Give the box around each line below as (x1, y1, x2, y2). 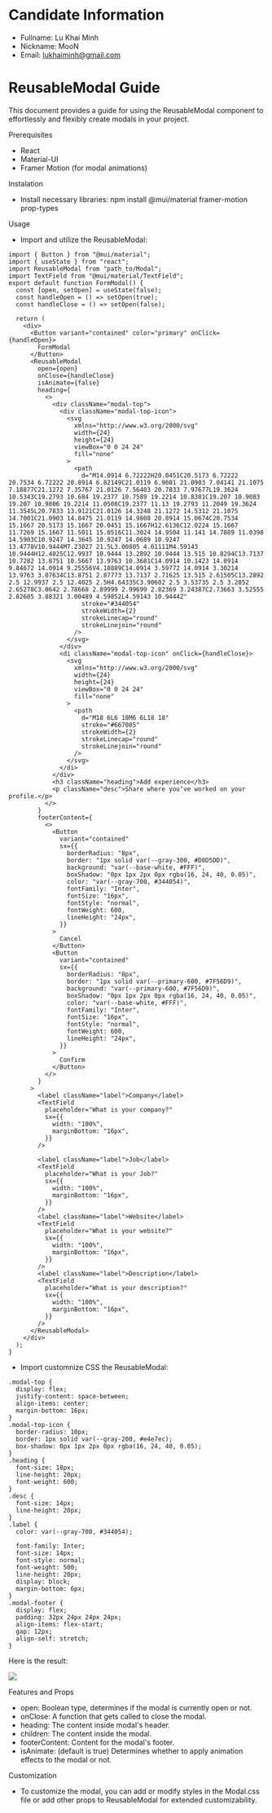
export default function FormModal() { (8, 279, 144, 287)
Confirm (59, 1056, 86, 1064)
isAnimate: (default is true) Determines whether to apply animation (20, 1745, 243, 1756)
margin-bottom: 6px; (15, 1584, 86, 1593)
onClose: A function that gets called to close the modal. (20, 1711, 207, 1721)
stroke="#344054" (81, 599, 140, 608)
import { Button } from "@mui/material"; (8, 250, 151, 258)
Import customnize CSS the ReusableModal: (20, 1362, 169, 1372)
